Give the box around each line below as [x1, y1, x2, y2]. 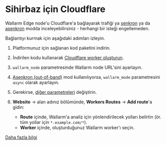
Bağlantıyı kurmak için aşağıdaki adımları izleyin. [5, 35, 106, 41]
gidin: [12, 104, 25, 110]
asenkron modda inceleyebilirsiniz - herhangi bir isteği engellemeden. [5, 25, 150, 31]
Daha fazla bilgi [5, 134, 38, 140]
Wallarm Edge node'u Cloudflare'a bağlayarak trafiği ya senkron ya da [5, 20, 150, 26]
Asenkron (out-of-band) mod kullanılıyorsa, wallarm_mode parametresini [12, 74, 160, 80]
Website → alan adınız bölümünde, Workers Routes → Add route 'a [12, 99, 152, 105]
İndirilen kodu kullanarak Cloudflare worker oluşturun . [12, 54, 124, 61]
